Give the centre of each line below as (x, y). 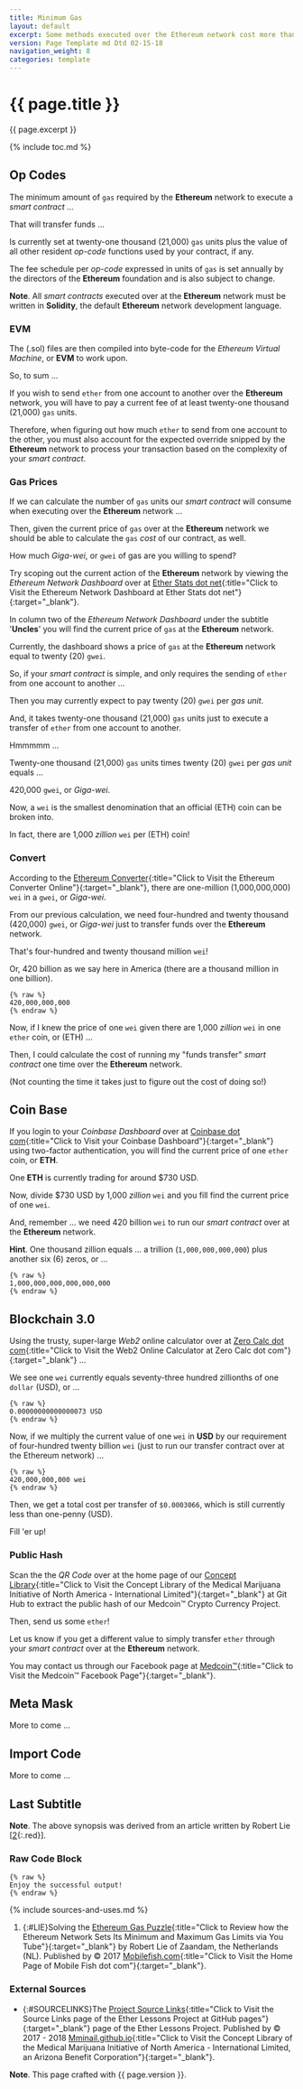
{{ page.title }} (65, 104)
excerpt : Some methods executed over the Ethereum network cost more (143, 34)
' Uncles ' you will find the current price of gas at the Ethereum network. (142, 629)
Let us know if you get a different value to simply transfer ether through (142, 1638)
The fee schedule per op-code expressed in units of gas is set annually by (147, 268)
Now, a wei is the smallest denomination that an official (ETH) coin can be (146, 807)
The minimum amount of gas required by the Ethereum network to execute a (151, 197)
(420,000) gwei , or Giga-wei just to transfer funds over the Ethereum (138, 924)
